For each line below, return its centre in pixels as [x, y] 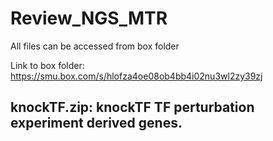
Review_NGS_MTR [89, 18]
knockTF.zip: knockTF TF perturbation [132, 107]
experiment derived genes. [96, 123]
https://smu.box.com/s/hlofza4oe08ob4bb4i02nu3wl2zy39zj [136, 76]
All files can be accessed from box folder [95, 46]
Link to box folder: [47, 65]
